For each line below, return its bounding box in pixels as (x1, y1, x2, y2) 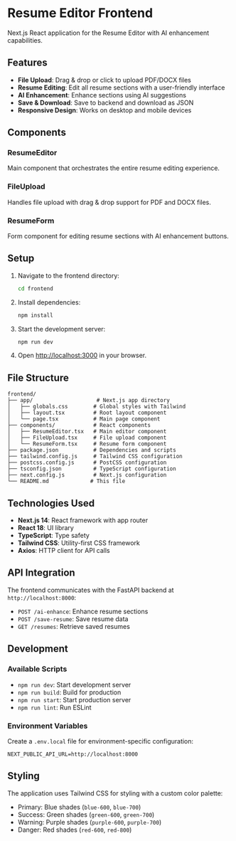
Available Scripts (7, 664, 68, 674)
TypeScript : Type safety (17, 531, 90, 540)
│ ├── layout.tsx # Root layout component (7, 409, 167, 417)
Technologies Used (7, 497, 95, 509)
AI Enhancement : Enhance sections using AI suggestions (17, 90, 187, 99)
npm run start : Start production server (17, 695, 132, 704)
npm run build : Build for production (17, 688, 122, 697)
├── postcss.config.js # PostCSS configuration (7, 459, 167, 467)
